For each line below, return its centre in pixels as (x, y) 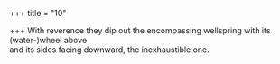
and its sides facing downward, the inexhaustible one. (109, 50)
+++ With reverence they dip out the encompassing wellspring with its (140, 30)
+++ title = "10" (38, 13)
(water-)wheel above (48, 40)
